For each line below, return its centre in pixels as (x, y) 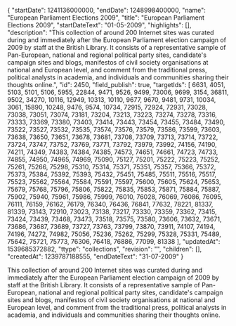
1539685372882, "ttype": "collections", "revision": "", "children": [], (105, 249)
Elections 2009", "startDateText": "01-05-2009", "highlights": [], (99, 25)
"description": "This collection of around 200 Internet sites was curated (111, 32)
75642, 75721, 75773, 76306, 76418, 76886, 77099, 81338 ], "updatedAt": (114, 241)
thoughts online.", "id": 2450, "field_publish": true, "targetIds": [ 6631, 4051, (117, 85)
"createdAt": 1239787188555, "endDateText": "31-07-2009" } (96, 256)
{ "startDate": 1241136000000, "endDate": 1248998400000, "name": (106, 10)
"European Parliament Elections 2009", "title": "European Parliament (106, 18)
